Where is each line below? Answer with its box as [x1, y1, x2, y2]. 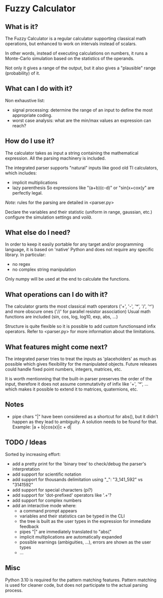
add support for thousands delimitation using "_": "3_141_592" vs [12, 476, 143, 482]
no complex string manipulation [12, 266, 76, 273]
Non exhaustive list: [5, 97, 45, 103]
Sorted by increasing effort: [5, 451, 61, 457]
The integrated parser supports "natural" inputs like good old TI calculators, [5, 165, 158, 171]
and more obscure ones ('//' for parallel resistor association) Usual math [5, 309, 151, 314]
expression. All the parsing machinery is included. [5, 155, 106, 161]
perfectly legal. [12, 190, 43, 196]
